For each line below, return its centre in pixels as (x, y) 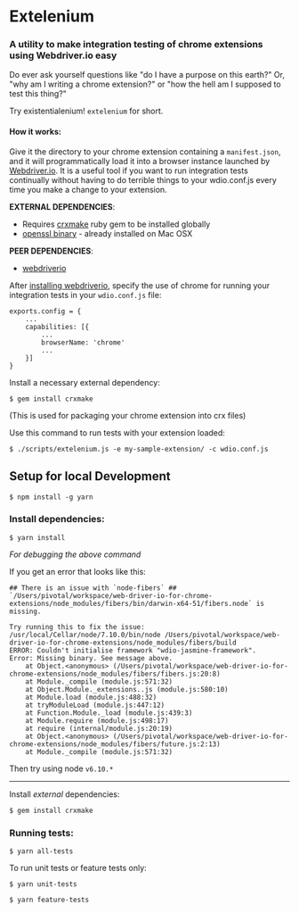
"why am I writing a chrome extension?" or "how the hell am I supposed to (145, 84)
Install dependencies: (57, 519)
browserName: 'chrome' (83, 342)
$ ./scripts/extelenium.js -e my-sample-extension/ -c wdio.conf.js (139, 449)
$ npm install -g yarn (51, 497)
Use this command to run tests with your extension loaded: (117, 432)
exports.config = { (45, 311)
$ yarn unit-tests (43, 884)
